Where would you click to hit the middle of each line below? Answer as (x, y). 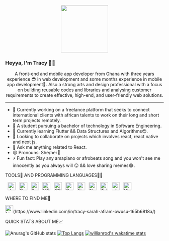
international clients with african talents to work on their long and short (86, 115)
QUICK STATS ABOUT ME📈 (34, 222)
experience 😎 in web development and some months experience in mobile (84, 79)
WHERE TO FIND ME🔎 (28, 198)
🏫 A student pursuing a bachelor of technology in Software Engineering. (87, 126)
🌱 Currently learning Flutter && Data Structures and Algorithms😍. (80, 131)
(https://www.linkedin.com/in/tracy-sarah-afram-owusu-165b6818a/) (84, 212)
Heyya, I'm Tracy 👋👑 (30, 63)
